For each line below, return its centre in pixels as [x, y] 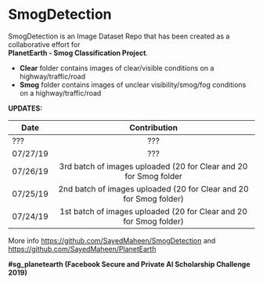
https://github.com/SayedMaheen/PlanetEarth [82, 249]
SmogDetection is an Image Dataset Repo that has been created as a [119, 36]
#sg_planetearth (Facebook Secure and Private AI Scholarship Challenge [129, 264]
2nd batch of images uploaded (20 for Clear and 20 [153, 188]
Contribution [153, 127]
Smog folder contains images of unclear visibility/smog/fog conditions [133, 85]
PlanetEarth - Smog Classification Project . [78, 53]
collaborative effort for [44, 44]
